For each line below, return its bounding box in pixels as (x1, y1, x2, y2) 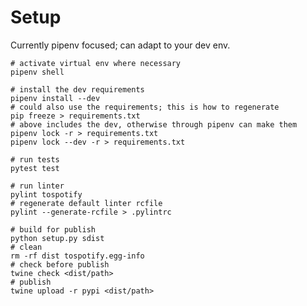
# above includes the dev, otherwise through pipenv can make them (10, 119, 298, 130)
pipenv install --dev (10, 93, 101, 103)
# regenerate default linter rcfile (10, 198, 163, 208)
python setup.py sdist (10, 233, 105, 243)
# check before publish (10, 259, 110, 270)
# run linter (10, 181, 65, 191)
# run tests (10, 154, 60, 165)
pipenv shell (10, 67, 65, 77)
